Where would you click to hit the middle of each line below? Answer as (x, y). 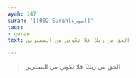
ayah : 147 (22, 14)
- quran (19, 34)
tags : (15, 27)
